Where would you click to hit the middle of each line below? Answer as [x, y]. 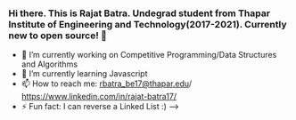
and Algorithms [49, 64]
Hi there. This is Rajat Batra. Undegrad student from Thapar [140, 13]
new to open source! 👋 [58, 36]
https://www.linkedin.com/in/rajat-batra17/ [99, 97]
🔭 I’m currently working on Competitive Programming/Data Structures [149, 55]
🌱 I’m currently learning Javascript [84, 74]
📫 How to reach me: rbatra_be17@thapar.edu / [107, 84]
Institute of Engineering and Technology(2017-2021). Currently [148, 24]
